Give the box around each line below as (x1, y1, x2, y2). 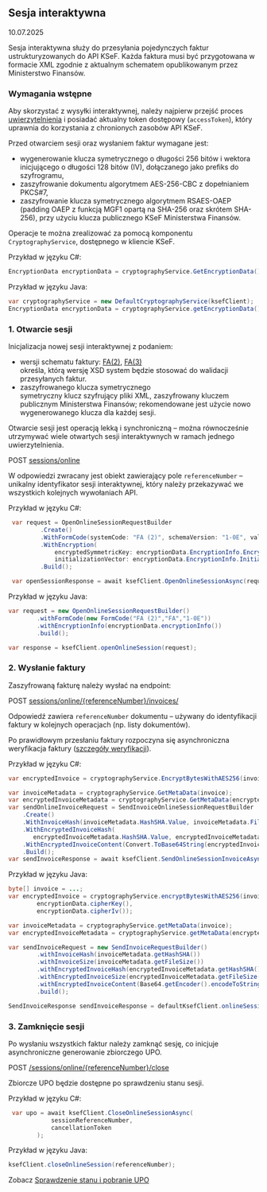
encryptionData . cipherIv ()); (37, 907, 133, 915)
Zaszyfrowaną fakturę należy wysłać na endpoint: (8, 680, 172, 690)
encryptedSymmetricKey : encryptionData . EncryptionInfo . (54, 548, 244, 556)
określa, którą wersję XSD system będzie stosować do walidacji (19, 366, 229, 375)
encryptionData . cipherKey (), (37, 900, 133, 908)
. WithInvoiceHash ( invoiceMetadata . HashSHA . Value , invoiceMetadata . (22, 818, 250, 826)
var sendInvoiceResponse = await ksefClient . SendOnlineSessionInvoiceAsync (8, 855, 265, 864)
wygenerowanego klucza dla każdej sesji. (19, 408, 157, 417)
